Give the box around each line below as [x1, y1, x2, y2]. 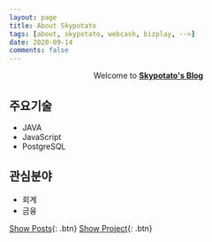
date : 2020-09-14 [9, 37, 73, 47]
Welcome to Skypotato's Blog [93, 70, 204, 81]
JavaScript [21, 131, 62, 142]
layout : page [9, 12, 57, 22]
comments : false [9, 46, 69, 55]
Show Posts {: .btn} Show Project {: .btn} [9, 222, 153, 233]
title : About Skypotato [9, 21, 97, 30]
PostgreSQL [21, 141, 66, 152]
